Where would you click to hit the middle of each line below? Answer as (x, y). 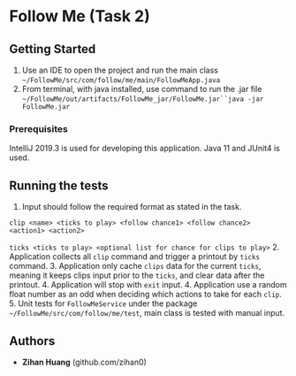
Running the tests (59, 185)
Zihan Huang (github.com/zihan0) (84, 362)
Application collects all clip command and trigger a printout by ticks (135, 257)
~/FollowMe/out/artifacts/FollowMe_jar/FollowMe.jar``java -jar (143, 99)
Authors (32, 341)
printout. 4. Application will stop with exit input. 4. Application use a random (148, 285)
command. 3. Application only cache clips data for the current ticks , (135, 266)
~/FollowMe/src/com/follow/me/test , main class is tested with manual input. (147, 313)
